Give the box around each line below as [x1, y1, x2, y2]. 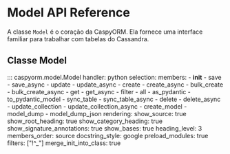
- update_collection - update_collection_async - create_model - [7, 102, 187, 111]
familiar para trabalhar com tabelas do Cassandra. [7, 34, 149, 43]
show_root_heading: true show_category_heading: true [7, 117, 163, 125]
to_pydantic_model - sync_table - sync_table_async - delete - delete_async [7, 95, 221, 103]
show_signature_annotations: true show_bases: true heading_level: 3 [7, 124, 202, 132]
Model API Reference [7, 5, 131, 21]
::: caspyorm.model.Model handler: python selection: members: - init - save [7, 73, 222, 81]
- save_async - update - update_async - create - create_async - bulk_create [7, 80, 224, 89]
